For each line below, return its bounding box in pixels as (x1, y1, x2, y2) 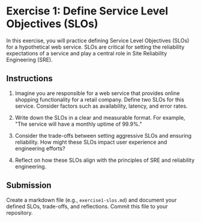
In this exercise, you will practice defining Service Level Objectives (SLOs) (6, 37, 190, 44)
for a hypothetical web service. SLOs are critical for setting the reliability (6, 43, 185, 51)
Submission (6, 180, 52, 191)
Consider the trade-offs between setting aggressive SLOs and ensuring (14, 132, 192, 139)
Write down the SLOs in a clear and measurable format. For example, (14, 114, 185, 121)
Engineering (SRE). (6, 56, 53, 63)
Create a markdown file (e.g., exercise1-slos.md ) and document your (6, 196, 177, 203)
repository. (6, 209, 33, 216)
